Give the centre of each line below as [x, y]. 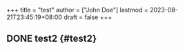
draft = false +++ [88, 17]
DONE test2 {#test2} [52, 39]
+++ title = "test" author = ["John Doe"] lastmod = [78, 10]
